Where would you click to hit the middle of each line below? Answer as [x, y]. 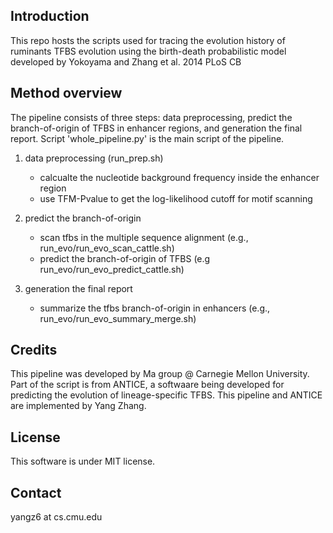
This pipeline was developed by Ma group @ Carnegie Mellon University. [160, 374]
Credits [34, 350]
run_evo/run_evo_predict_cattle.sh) [112, 269]
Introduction [50, 16]
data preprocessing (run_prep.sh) [94, 158]
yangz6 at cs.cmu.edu [56, 517]
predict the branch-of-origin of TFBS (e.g [125, 258]
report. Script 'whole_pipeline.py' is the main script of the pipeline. [147, 138]
